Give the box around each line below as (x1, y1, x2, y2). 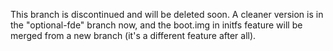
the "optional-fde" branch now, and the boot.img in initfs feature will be (10, 19, 303, 31)
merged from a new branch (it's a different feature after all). (10, 30, 257, 41)
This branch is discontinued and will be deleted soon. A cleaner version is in (10, 9, 324, 20)
